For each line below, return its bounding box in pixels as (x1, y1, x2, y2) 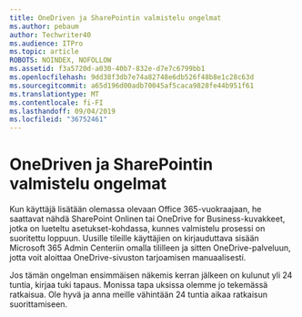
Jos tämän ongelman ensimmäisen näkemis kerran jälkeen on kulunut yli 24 (9, 270, 293, 281)
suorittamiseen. (9, 299, 68, 310)
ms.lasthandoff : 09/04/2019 (9, 107, 116, 116)
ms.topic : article (9, 47, 79, 56)
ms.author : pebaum (9, 22, 79, 31)
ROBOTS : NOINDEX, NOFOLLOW (9, 56, 112, 65)
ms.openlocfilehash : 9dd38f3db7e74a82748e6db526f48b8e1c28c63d (9, 73, 255, 82)
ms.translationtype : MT (9, 89, 100, 98)
